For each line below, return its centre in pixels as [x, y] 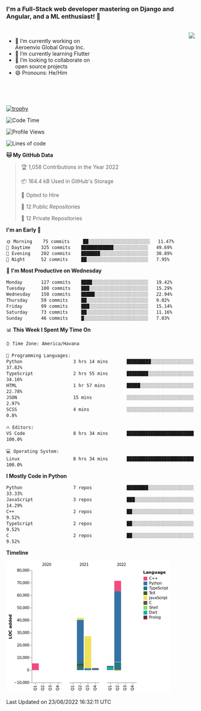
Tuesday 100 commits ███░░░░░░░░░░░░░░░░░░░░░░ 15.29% [89, 288]
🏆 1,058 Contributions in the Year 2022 [70, 167]
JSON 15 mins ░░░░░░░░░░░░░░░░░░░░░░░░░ [100, 398]
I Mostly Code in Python [36, 476]
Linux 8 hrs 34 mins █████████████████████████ [100, 459]
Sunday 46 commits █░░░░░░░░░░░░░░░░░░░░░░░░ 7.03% [88, 318]
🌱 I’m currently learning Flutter [52, 54]
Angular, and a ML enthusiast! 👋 [53, 16]
